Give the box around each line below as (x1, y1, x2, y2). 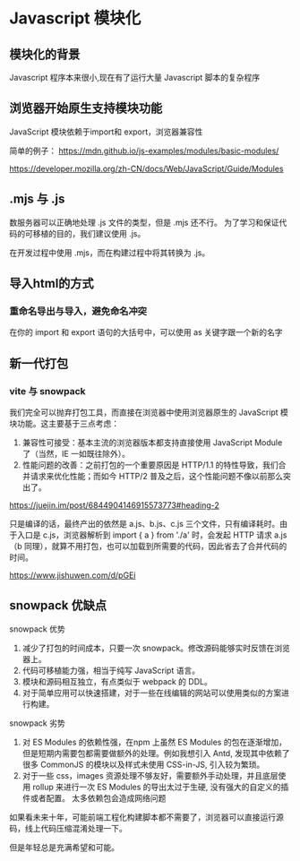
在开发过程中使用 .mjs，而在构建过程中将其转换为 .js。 (9, 247, 210, 258)
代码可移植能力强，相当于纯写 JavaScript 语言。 (21, 665, 200, 676)
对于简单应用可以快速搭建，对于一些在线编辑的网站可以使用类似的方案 (21, 687, 282, 698)
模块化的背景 (9, 47, 81, 62)
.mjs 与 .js (9, 192, 65, 207)
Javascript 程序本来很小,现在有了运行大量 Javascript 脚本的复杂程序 (9, 73, 261, 82)
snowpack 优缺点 (9, 598, 107, 614)
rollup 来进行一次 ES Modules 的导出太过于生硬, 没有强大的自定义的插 (32, 781, 289, 792)
